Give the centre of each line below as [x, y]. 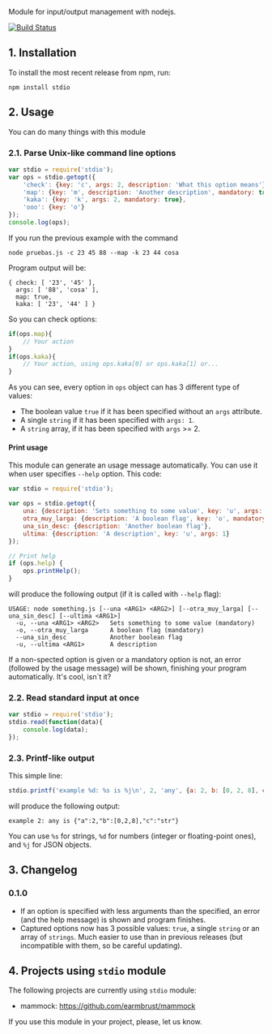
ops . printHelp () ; [52, 571]
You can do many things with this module [77, 131]
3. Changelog [43, 870]
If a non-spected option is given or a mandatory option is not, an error [125, 659]
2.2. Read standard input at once [74, 697]
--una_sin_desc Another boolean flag [99, 637]
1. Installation [42, 53]
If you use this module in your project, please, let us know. [105, 1022]
